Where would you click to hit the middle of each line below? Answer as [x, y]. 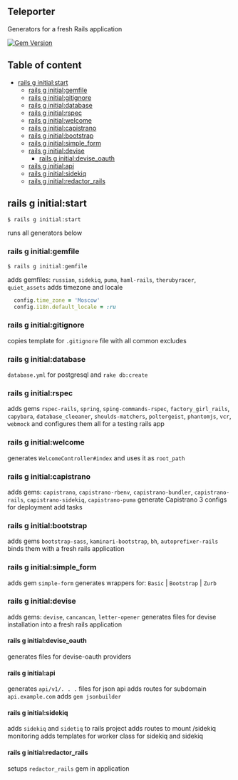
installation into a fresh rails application [65, 624]
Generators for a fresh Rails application [65, 29]
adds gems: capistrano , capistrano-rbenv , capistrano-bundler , [100, 492]
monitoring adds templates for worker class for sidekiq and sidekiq [105, 736]
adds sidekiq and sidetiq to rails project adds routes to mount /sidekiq [112, 729]
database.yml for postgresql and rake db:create [78, 375]
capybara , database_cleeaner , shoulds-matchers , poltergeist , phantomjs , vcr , [119, 416]
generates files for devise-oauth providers [69, 657]
